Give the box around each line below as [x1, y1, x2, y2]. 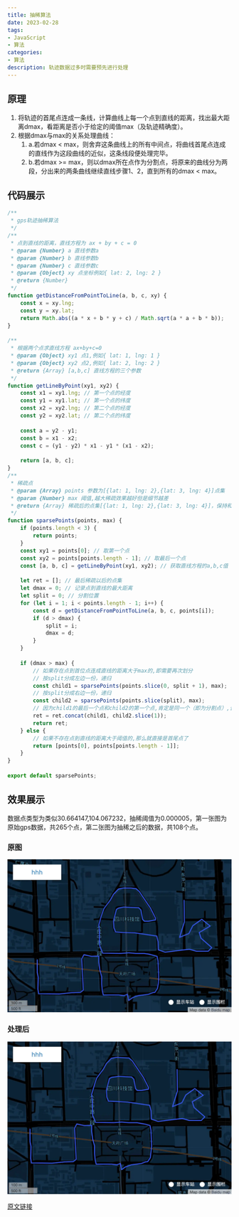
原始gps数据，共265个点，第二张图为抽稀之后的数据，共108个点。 [7, 822, 203, 831]
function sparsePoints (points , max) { [7, 517, 122, 524]
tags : [7, 26, 23, 33]
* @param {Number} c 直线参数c [10, 262, 100, 270]
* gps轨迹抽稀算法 [10, 217, 59, 224]
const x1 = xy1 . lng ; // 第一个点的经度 [20, 390, 131, 397]
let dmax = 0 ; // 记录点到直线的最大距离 [20, 585, 133, 592]
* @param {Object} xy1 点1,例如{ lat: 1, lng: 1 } [10, 352, 161, 359]
